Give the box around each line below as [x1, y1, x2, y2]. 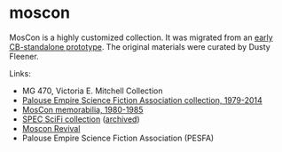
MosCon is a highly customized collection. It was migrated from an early [9, 32, 273, 43]
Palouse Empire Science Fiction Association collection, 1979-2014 [21, 94, 263, 105]
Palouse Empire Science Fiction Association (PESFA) [21, 132, 215, 143]
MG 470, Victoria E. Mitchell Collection [21, 85, 163, 96]
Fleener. [9, 51, 39, 61]
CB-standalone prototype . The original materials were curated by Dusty [9, 41, 270, 52]
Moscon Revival [21, 123, 81, 133]
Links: [9, 68, 31, 78]
